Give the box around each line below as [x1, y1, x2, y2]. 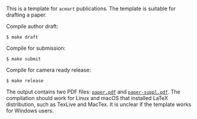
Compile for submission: [6, 44, 66, 52]
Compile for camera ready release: [6, 66, 91, 73]
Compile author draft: [6, 23, 58, 30]
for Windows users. [6, 107, 54, 114]
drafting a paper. [6, 11, 47, 18]
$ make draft [6, 34, 39, 40]
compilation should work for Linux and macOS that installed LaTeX [6, 95, 168, 101]
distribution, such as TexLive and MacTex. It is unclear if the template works [6, 101, 192, 108]
